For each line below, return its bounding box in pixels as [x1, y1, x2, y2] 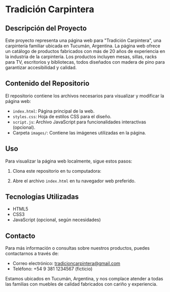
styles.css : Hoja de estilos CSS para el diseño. [12, 113, 112, 119]
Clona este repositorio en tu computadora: [12, 168, 101, 174]
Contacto [5, 231, 36, 240]
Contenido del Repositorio [5, 79, 90, 88]
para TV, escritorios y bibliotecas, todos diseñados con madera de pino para [5, 59, 165, 65]
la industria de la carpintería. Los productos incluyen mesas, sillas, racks [5, 54, 157, 60]
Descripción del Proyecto [5, 24, 87, 33]
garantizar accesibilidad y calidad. [5, 65, 77, 70]
